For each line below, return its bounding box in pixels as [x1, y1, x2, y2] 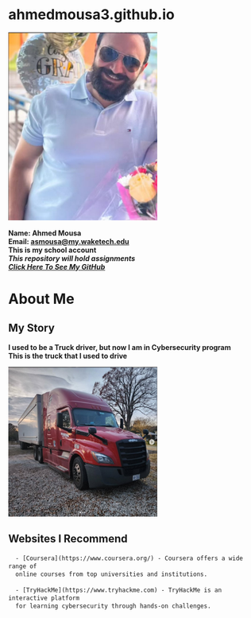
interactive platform [8, 594, 80, 602]
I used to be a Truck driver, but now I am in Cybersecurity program [8, 342, 232, 352]
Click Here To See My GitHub [8, 262, 106, 271]
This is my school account [8, 245, 97, 255]
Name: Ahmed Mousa [8, 228, 82, 238]
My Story [8, 321, 56, 335]
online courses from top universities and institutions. [15, 570, 208, 578]
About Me [8, 290, 75, 308]
